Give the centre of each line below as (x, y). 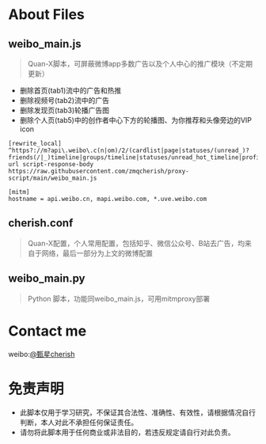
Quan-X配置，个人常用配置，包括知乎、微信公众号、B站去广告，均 (136, 243)
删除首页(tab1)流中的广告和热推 (70, 90)
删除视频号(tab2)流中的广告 (64, 100)
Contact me (47, 331)
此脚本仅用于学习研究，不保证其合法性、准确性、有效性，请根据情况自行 (137, 412)
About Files (47, 15)
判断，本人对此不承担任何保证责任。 (79, 422)
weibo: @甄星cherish (42, 354)
